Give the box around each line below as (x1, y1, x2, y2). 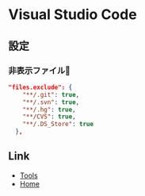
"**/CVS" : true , (22, 113, 77, 121)
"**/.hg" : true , (22, 106, 77, 113)
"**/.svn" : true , (22, 98, 80, 106)
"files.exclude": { (8, 83, 73, 91)
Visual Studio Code (8, 6, 137, 24)
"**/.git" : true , (22, 90, 80, 98)
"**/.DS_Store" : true (22, 121, 93, 129)
